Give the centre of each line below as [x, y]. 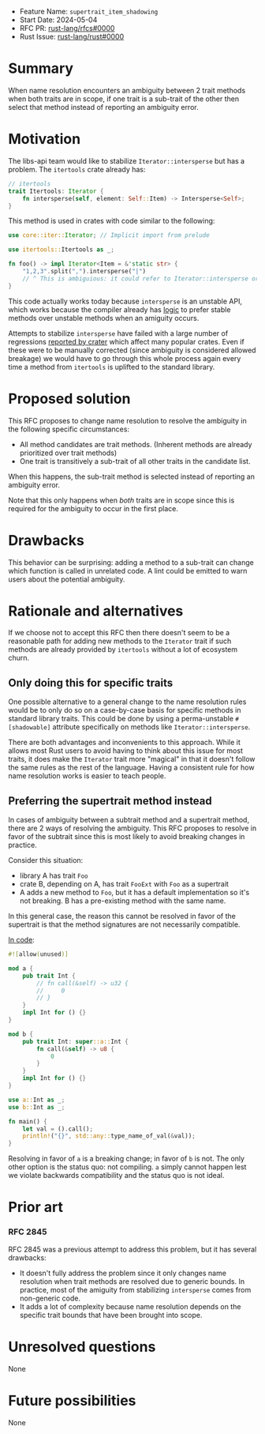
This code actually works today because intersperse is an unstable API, [125, 301]
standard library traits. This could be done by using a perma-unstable [121, 719]
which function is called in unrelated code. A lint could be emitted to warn [128, 570]
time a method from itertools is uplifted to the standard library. [112, 367]
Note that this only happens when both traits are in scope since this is [121, 500]
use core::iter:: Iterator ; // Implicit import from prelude [109, 235]
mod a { [21, 968]
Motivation [45, 139]
